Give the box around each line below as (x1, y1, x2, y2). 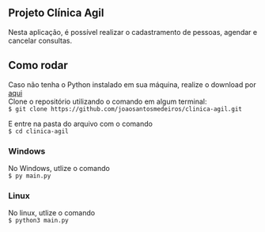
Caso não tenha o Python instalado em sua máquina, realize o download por (8, 79, 256, 89)
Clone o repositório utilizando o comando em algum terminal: (8, 97, 207, 106)
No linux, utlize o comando (8, 208, 96, 218)
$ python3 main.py (8, 217, 69, 225)
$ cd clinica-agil (8, 127, 69, 135)
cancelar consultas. (8, 36, 73, 45)
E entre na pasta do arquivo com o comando (8, 119, 153, 128)
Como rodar (8, 59, 69, 72)
